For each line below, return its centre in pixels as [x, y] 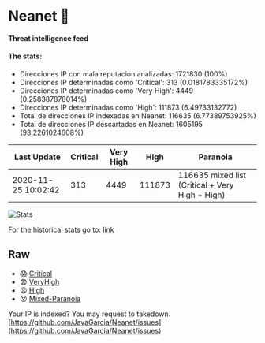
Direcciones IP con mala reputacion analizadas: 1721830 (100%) [123, 73]
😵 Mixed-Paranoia [50, 298]
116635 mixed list [212, 175]
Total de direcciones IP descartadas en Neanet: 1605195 [111, 124]
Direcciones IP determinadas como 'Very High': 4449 [106, 91]
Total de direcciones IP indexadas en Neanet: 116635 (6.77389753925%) [138, 116]
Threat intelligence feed [49, 38]
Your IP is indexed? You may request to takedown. [90, 314]
